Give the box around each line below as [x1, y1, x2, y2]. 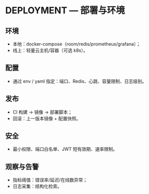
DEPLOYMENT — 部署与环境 [5, 5, 125, 16]
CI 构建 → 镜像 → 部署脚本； [12, 109, 73, 115]
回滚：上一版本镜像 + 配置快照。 [12, 115, 81, 121]
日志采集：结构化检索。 [12, 183, 62, 189]
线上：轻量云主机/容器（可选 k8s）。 [12, 47, 88, 53]
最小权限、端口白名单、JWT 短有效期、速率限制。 [12, 146, 118, 152]
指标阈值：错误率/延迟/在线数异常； [12, 177, 87, 183]
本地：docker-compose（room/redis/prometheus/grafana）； [12, 41, 141, 47]
